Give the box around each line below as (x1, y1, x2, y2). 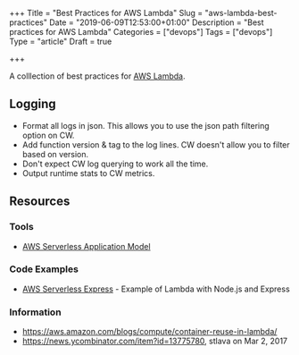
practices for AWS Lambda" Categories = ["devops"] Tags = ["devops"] (9, 27, 273, 37)
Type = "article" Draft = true (9, 36, 112, 46)
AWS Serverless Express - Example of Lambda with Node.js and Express (21, 283, 290, 294)
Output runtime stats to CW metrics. (21, 167, 155, 178)
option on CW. (21, 130, 75, 140)
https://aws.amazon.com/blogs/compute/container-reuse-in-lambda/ (21, 326, 278, 337)
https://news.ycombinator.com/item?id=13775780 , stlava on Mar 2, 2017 (21, 335, 288, 347)
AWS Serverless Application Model (21, 241, 151, 251)
